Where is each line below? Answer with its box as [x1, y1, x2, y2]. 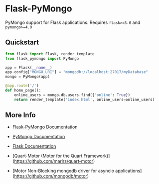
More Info [5, 111, 36, 119]
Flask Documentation [12, 143, 56, 149]
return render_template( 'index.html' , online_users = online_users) [14, 97, 155, 102]
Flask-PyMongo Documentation [12, 124, 78, 130]
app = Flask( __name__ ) [5, 65, 52, 70]
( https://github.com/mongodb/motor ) [12, 173, 89, 179]
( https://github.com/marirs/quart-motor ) [12, 158, 95, 164]
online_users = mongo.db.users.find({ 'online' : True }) [14, 92, 131, 97]
